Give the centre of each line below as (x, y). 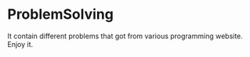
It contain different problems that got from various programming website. (125, 36)
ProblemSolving (61, 14)
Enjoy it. (20, 44)
